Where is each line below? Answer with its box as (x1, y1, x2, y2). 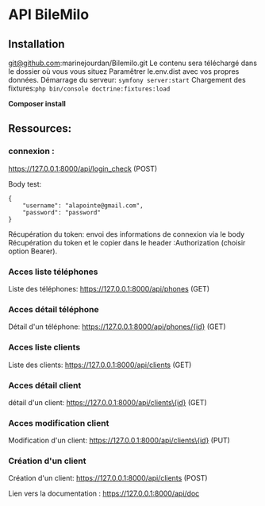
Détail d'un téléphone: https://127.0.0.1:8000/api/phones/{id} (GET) (8, 322, 226, 331)
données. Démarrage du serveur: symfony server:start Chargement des (8, 75, 246, 84)
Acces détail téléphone (8, 303, 99, 315)
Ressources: (8, 122, 72, 136)
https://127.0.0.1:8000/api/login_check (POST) (8, 164, 158, 173)
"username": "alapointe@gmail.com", (22, 201, 144, 210)
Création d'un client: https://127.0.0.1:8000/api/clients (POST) (8, 473, 208, 483)
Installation (8, 37, 65, 51)
